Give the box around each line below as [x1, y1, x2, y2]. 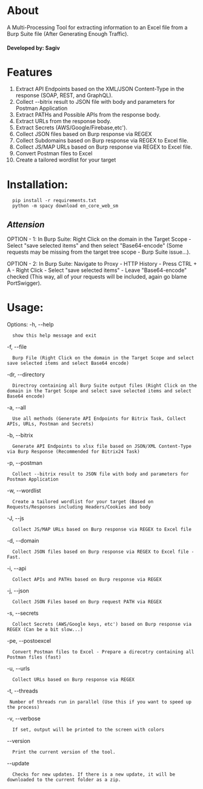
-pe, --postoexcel [7, 637, 51, 645]
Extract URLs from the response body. [15, 118, 111, 125]
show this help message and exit [12, 333, 97, 339]
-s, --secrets [7, 609, 39, 617]
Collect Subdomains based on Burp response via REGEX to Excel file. [15, 137, 188, 144]
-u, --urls [7, 665, 30, 672]
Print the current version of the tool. [12, 749, 116, 756]
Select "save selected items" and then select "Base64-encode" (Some [7, 242, 184, 249]
